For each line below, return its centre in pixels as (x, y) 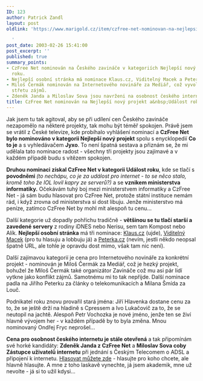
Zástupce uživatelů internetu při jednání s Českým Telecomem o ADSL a (98, 352)
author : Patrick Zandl (35, 18)
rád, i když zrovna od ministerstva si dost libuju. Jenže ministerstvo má (95, 201)
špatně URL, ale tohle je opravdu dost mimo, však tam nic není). (85, 246)
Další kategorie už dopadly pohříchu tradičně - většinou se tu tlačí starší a (99, 220)
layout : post (23, 23)
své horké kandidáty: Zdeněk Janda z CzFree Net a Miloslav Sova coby (96, 345)
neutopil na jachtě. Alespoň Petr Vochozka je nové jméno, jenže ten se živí (99, 314)
